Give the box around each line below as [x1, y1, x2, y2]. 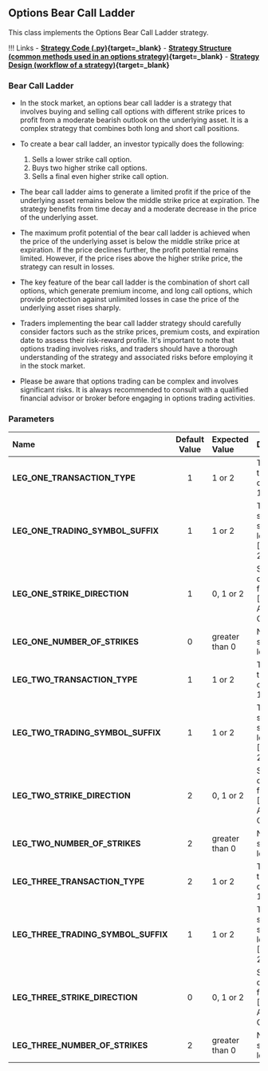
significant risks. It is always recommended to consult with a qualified [19, 385, 249, 395]
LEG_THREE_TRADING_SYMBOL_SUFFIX [12, 929, 168, 940]
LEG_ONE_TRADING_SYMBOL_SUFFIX [12, 525, 160, 536]
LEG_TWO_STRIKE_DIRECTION [12, 790, 131, 802]
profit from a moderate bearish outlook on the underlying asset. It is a [19, 115, 249, 125]
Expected [211, 434, 249, 445]
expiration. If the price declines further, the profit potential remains [19, 245, 239, 255]
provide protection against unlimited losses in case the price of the [19, 295, 239, 305]
